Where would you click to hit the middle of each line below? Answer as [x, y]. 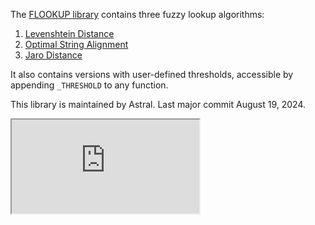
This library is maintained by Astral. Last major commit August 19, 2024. [158, 104]
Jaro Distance [53, 55]
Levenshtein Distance [69, 33]
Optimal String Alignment [76, 44]
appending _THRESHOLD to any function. [89, 85]
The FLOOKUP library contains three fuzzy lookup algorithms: [137, 14]
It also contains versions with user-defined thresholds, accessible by [152, 74]
